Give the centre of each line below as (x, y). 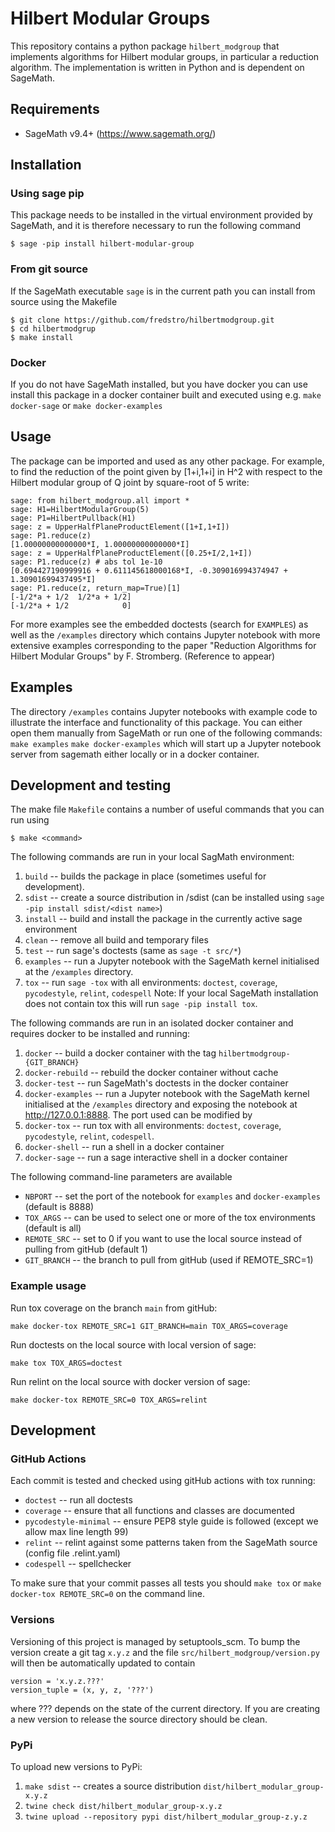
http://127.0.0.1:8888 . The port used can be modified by (138, 1115)
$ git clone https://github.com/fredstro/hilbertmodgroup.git (142, 320)
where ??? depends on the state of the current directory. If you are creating (165, 1708)
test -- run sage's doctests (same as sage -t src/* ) (133, 951)
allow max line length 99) (76, 1532)
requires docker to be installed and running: (100, 1034)
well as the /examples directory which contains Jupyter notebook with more (165, 634)
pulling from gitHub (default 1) (86, 1249)
